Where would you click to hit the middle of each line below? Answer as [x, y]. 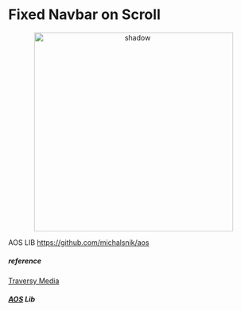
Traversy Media [34, 281]
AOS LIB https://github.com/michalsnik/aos [79, 242]
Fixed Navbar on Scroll [84, 15]
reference [25, 261]
